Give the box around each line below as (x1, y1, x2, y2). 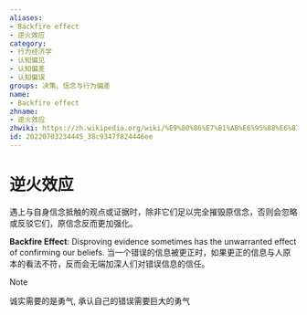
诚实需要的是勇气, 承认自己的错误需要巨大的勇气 (9, 295, 190, 306)
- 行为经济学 (9, 47, 52, 57)
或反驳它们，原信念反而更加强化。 (9, 217, 138, 228)
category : (9, 38, 48, 48)
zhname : (9, 107, 39, 116)
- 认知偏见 (9, 56, 46, 65)
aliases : (9, 13, 43, 23)
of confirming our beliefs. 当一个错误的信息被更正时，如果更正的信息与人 (9, 247, 283, 257)
